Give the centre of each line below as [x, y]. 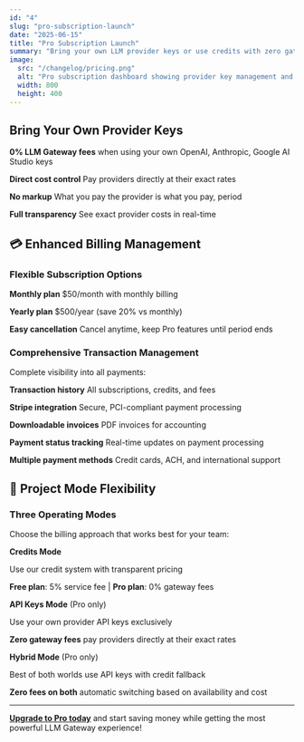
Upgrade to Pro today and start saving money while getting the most [138, 718]
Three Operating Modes [63, 515]
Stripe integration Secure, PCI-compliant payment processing [126, 408]
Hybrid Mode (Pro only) [54, 657]
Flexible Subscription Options [76, 275]
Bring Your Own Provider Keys [96, 130]
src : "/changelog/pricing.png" [76, 69]
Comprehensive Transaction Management [104, 352]
